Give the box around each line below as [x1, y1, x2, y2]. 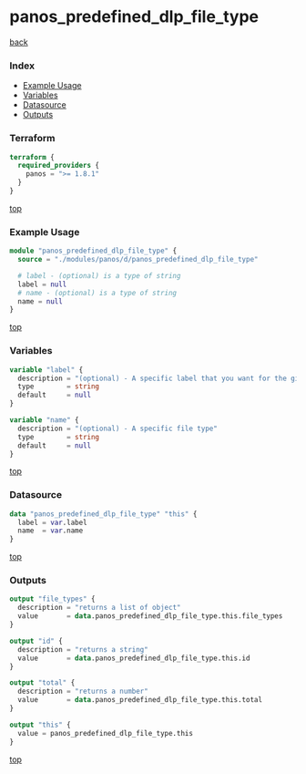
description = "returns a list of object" [17, 604, 181, 613]
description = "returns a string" [17, 645, 148, 654]
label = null [17, 280, 67, 289]
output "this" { [9, 720, 71, 729]
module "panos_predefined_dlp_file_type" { [9, 246, 178, 256]
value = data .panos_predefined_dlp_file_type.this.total [17, 696, 262, 705]
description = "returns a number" [17, 686, 148, 697]
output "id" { [9, 636, 64, 645]
